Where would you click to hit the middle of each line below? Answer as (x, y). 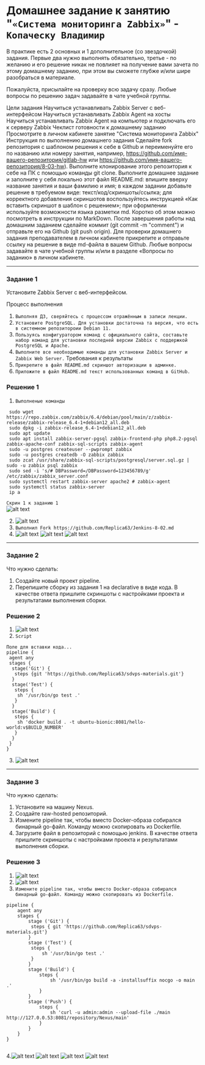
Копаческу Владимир (56, 36)
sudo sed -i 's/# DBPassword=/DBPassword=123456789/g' (80, 471)
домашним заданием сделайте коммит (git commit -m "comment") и (95, 225)
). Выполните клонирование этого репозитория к (128, 166)
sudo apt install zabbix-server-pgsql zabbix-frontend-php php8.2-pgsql (103, 439)
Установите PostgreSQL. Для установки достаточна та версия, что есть (107, 323)
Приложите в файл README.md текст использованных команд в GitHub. (103, 372)
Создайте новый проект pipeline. (58, 580)
